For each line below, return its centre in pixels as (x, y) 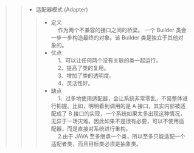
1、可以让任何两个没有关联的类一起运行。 (110, 60)
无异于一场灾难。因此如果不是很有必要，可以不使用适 (118, 121)
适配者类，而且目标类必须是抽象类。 (96, 144)
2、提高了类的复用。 (84, 68)
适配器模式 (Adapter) (62, 9)
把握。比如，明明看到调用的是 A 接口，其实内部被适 (121, 106)
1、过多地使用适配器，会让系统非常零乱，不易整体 (120, 98)
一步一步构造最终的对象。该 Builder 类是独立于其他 (115, 38)
